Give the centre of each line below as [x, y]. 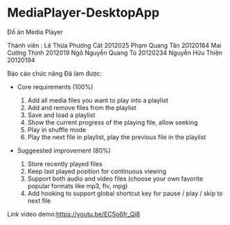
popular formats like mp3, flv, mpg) [78, 186]
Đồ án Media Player [35, 32]
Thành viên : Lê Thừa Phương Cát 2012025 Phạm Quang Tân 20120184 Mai [114, 45]
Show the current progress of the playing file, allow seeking [113, 122]
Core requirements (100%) [55, 87]
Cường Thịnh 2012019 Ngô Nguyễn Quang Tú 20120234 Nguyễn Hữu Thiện [115, 53]
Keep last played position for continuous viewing [97, 171]
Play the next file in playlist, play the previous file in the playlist [117, 137]
